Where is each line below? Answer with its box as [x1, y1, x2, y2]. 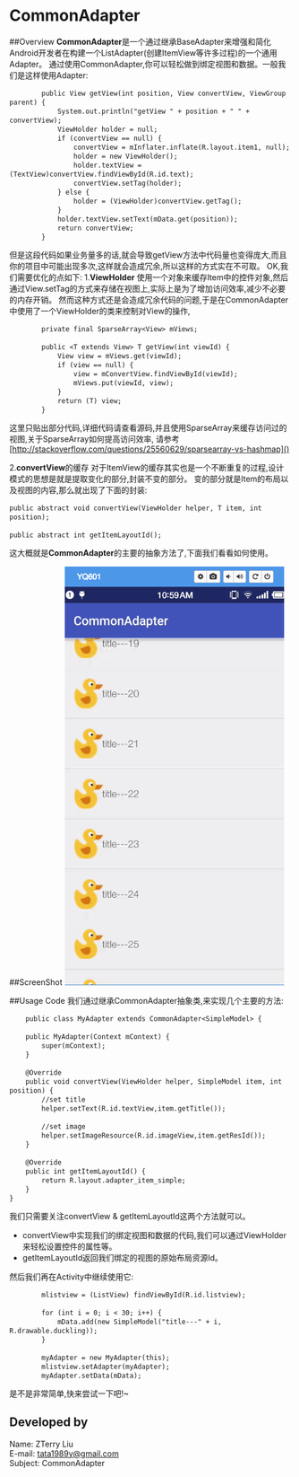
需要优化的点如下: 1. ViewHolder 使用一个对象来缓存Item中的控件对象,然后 [16, 271, 289, 283]
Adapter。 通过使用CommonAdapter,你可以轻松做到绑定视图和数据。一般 [9, 58, 278, 69]
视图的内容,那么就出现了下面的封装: [16, 484, 148, 495]
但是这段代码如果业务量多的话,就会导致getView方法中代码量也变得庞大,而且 [9, 249, 287, 260]
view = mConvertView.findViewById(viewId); [73, 369, 239, 378]
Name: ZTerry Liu [9, 1438, 74, 1449]
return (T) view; [56, 396, 123, 405]
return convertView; [56, 224, 134, 233]
